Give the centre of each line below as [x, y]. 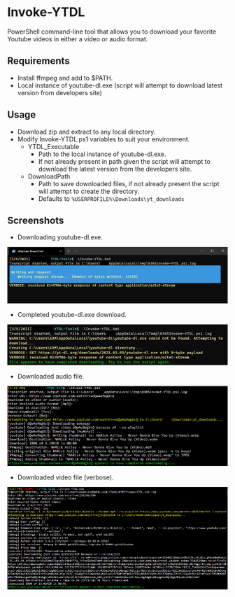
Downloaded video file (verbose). [65, 477]
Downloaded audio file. [51, 377]
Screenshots [36, 220]
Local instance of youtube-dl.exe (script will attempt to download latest [120, 85]
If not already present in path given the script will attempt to [124, 161]
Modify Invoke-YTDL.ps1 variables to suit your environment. [104, 139]
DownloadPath [49, 176]
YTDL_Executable [54, 146]
